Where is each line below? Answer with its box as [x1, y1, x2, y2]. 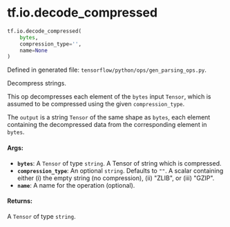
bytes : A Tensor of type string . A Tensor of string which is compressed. [17, 159, 222, 167]
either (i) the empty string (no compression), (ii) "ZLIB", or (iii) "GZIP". [17, 174, 215, 182]
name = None [19, 47, 48, 54]
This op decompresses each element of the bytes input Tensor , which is [7, 92, 211, 101]
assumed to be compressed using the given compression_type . [7, 100, 185, 108]
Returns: [7, 197, 33, 205]
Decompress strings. [7, 79, 67, 88]
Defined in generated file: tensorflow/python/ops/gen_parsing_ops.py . [7, 66, 207, 74]
